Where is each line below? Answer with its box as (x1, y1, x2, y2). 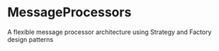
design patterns (7, 35, 54, 43)
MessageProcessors (7, 4, 132, 21)
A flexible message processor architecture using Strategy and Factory (7, 28, 212, 36)
